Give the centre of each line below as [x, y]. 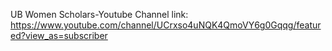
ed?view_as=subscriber [59, 35]
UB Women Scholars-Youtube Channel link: [99, 14]
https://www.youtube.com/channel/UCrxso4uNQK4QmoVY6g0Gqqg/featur [166, 25]
